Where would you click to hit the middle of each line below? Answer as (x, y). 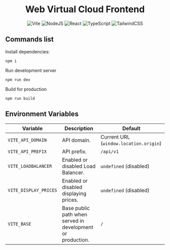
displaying (74, 193)
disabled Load (79, 166)
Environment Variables (42, 114)
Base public (76, 208)
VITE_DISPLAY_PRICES (32, 190)
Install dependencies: (28, 51)
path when (75, 214)
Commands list (30, 39)
